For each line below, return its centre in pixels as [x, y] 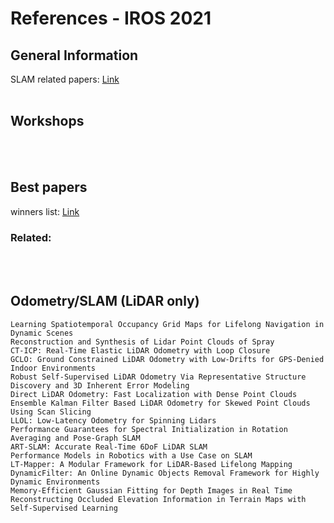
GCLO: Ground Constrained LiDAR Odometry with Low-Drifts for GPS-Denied [167, 359]
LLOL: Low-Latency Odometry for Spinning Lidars [113, 420]
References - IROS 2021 [111, 18]
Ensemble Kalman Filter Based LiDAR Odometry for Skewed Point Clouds [160, 403]
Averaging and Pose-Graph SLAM [75, 438]
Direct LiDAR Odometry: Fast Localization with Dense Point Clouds [154, 394]
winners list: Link [45, 211]
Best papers [49, 187]
